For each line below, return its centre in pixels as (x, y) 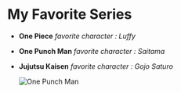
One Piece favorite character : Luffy (77, 36)
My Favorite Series (70, 14)
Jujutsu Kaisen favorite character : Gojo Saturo (96, 66)
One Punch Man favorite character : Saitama (92, 51)
